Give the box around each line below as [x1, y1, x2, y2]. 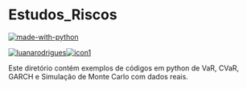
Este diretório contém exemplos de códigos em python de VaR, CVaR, [8, 63, 240, 73]
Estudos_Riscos [8, 6, 118, 24]
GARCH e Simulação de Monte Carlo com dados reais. [8, 71, 189, 81]
